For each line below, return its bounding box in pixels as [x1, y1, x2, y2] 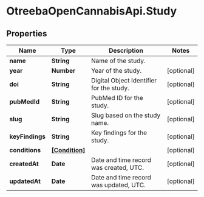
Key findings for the [90, 129, 148, 137]
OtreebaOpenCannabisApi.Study [6, 4, 177, 18]
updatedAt [9, 177, 41, 185]
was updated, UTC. [90, 181, 146, 189]
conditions [9, 146, 41, 154]
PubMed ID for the [90, 94, 144, 102]
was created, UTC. [90, 164, 144, 172]
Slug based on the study [90, 111, 161, 119]
